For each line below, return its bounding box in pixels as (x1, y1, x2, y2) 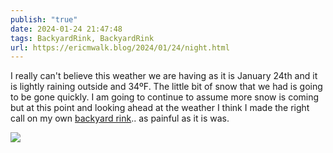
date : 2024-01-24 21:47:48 (10, 24, 123, 34)
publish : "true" (10, 14, 78, 25)
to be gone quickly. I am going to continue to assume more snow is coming (10, 91, 320, 103)
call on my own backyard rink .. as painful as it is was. (10, 112, 230, 125)
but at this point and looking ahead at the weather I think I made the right (10, 102, 310, 114)
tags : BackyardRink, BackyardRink (10, 33, 155, 43)
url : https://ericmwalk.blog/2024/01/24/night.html (10, 42, 230, 53)
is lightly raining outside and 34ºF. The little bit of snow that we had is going (10, 81, 323, 93)
